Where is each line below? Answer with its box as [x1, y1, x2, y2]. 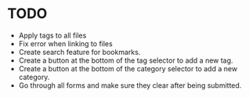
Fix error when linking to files [18, 38, 113, 48]
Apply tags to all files [18, 31, 87, 40]
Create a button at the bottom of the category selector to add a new [18, 64, 238, 73]
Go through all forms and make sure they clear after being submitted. [18, 80, 242, 90]
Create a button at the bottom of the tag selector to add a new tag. [18, 56, 233, 65]
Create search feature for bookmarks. [18, 47, 141, 56]
